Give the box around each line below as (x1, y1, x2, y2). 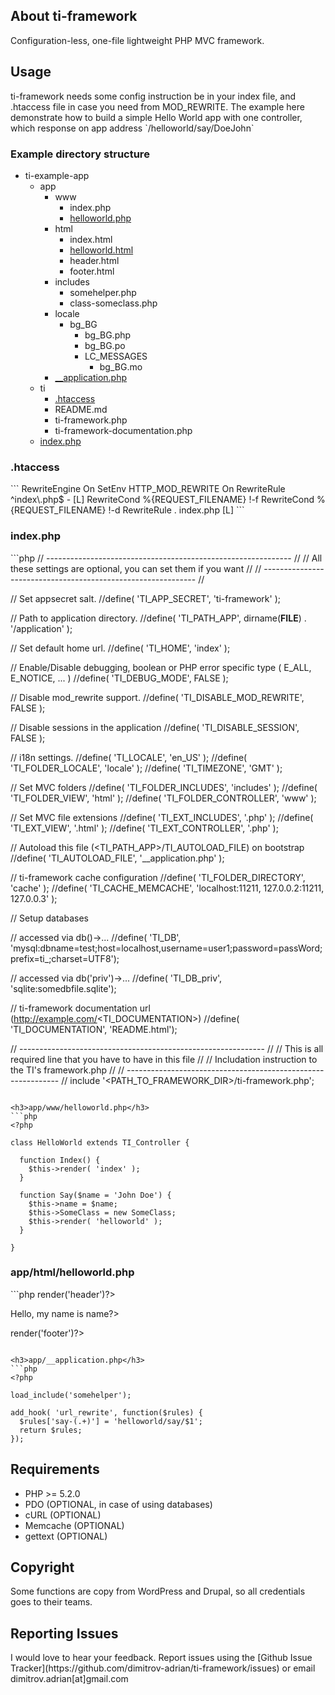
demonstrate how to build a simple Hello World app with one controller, (10, 111, 303, 123)
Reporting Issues (10, 1625, 119, 1642)
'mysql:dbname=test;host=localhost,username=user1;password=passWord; (10, 942, 323, 954)
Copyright (10, 1559, 75, 1576)
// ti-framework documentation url (10, 1002, 151, 1014)
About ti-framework (10, 8, 138, 25)
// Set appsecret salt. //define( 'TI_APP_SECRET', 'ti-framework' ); (10, 592, 281, 604)
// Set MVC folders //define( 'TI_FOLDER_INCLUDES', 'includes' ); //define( (10, 781, 318, 793)
